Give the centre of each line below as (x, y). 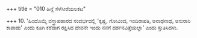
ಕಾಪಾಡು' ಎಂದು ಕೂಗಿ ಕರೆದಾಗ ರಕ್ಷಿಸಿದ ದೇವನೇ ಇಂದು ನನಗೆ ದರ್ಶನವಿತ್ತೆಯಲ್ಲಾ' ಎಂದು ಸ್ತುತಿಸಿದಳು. (92, 27)
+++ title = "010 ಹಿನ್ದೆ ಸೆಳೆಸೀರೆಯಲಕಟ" (46, 9)
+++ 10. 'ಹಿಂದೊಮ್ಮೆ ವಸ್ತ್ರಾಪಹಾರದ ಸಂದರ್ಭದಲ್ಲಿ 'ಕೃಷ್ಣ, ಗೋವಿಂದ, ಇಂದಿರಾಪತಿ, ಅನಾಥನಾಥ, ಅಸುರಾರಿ (98, 21)
